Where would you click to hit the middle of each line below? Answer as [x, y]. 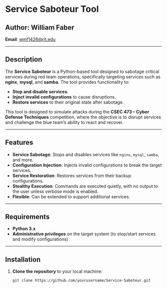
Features [19, 143]
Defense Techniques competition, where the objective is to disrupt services [83, 117]
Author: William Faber [40, 28]
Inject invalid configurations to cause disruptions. [64, 97]
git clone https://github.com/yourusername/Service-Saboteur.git [81, 281]
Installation [23, 259]
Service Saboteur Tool [52, 9]
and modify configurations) [40, 239]
